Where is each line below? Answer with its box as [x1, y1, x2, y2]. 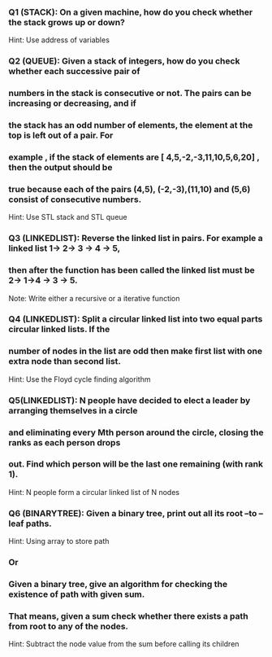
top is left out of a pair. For [8, 129, 114, 141]
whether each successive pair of [8, 66, 140, 77]
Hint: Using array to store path [8, 537, 110, 546]
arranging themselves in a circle [8, 405, 138, 416]
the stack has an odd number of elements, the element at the [8, 120, 253, 131]
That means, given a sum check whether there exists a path [8, 610, 249, 621]
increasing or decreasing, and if [8, 98, 136, 109]
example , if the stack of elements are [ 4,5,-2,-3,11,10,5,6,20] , [8, 151, 260, 163]
